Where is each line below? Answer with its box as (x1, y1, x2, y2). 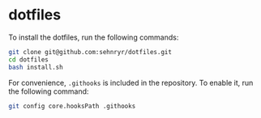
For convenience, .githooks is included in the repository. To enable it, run (8, 78, 254, 87)
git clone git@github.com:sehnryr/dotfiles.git (8, 48, 173, 56)
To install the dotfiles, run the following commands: (8, 32, 179, 42)
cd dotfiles (8, 55, 49, 64)
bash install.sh (8, 63, 63, 71)
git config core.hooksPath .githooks (8, 102, 136, 110)
